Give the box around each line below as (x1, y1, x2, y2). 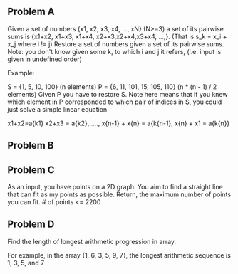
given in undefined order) (7, 55, 82, 63)
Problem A (7, 6, 55, 18)
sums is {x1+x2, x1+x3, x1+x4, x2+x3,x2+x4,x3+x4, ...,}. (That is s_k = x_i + (7, 32, 227, 41)
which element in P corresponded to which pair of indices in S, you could (7, 98, 222, 106)
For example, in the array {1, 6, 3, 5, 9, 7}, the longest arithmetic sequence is (7, 251, 232, 259)
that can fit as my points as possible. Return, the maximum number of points (7, 190, 232, 199)
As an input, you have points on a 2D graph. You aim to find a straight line (7, 183, 223, 191)
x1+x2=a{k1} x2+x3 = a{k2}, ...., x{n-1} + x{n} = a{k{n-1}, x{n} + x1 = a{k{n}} (7, 119, 230, 127)
